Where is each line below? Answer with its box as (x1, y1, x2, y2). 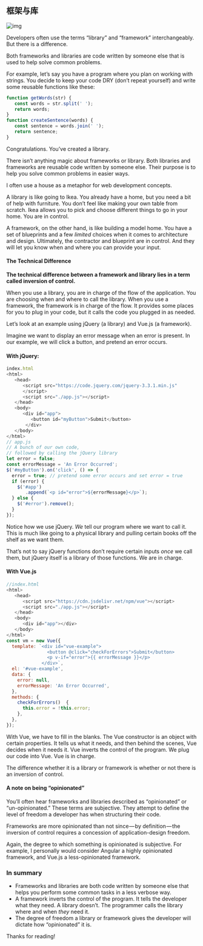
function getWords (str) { (6, 94, 72, 101)
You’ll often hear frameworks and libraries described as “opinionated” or (6, 798, 187, 805)
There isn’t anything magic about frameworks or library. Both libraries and (6, 157, 191, 164)
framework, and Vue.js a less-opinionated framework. (6, 853, 141, 861)
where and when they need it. (15, 908, 90, 916)
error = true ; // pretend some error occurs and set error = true (12, 472, 183, 478)
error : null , (17, 677, 50, 683)
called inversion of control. (6, 277, 76, 285)
